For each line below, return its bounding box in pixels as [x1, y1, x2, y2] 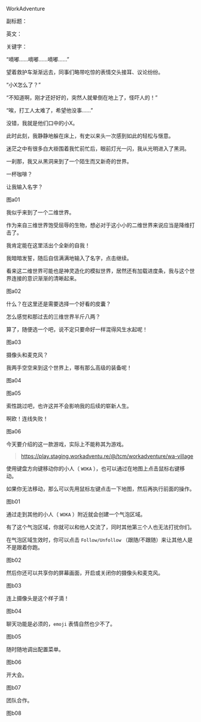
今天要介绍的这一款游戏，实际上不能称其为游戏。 [6, 441, 127, 448]
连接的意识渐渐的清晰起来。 [11, 275, 80, 281]
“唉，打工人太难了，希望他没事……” [6, 107, 93, 113]
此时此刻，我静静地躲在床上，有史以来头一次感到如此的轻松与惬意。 [6, 132, 174, 139]
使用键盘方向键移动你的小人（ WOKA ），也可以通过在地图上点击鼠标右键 [6, 465, 180, 472]
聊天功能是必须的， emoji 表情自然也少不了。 [6, 621, 115, 627]
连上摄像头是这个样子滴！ [6, 595, 69, 602]
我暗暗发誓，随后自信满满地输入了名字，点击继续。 [6, 254, 132, 262]
